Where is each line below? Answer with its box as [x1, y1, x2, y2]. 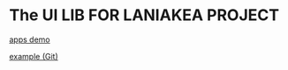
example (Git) [9, 51, 59, 61]
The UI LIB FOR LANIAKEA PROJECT [9, 5, 280, 25]
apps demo [9, 34, 50, 45]
